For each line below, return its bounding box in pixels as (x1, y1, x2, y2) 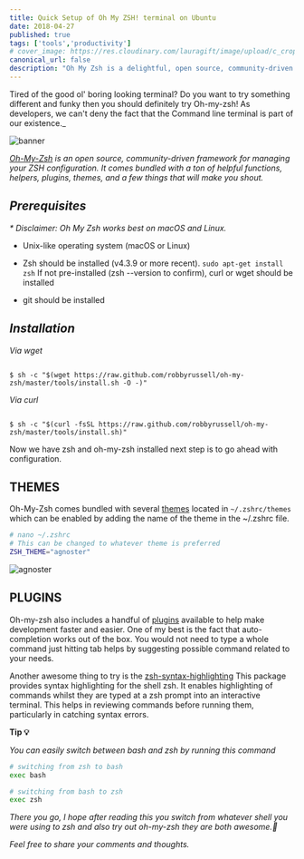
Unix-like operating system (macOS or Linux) (22, 239, 191, 250)
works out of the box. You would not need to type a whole (52, 633, 270, 644)
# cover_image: (9, 47, 67, 56)
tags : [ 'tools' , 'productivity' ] (9, 38, 131, 48)
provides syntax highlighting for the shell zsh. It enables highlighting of (9, 679, 273, 690)
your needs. (9, 652, 54, 663)
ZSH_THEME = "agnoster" (9, 548, 91, 557)
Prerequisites (9, 199, 87, 214)
